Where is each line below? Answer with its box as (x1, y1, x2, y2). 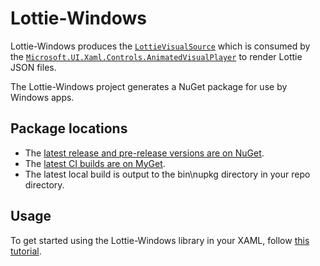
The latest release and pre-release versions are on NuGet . (24, 147, 265, 159)
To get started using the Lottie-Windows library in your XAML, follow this (10, 234, 310, 246)
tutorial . (10, 245, 42, 257)
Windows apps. (10, 91, 75, 103)
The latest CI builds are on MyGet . (24, 157, 166, 169)
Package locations (10, 120, 128, 137)
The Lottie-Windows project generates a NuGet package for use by (10, 80, 288, 92)
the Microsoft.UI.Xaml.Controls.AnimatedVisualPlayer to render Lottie (10, 50, 303, 62)
